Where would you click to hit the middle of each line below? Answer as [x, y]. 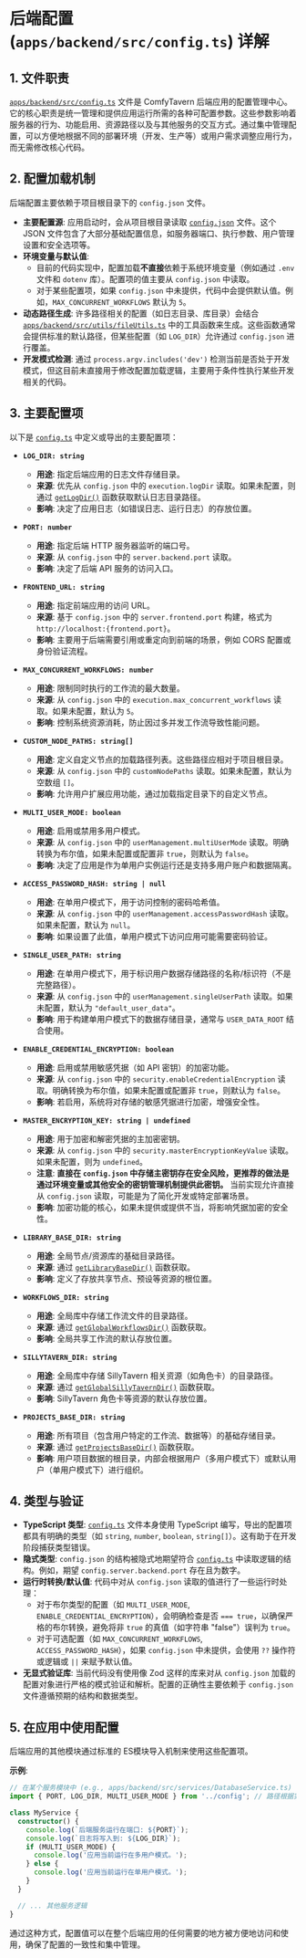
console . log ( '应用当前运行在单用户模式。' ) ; [111, 1872]
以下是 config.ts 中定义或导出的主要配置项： [94, 437]
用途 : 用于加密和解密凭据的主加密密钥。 [110, 1138]
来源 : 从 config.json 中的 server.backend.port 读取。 [136, 557]
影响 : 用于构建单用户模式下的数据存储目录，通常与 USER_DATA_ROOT [160, 1019]
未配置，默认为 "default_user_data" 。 [108, 1007]
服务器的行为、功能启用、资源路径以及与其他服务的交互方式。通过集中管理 [149, 125]
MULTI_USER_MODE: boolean [71, 812]
